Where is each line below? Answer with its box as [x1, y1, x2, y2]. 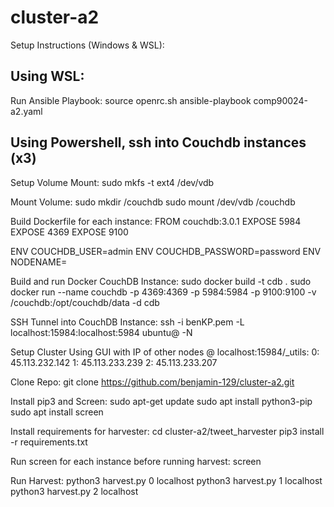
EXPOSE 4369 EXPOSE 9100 [10, 226, 129, 238]
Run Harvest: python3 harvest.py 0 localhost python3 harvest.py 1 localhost [10, 474, 323, 486]
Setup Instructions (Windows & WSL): [10, 39, 165, 51]
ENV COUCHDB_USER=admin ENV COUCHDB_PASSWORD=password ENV [10, 245, 322, 257]
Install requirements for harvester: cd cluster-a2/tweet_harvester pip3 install [10, 425, 325, 437]
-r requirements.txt [10, 436, 88, 448]
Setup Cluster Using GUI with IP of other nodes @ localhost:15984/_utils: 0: [10, 346, 320, 358]
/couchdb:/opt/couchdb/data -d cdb [10, 296, 160, 308]
